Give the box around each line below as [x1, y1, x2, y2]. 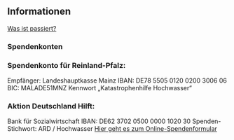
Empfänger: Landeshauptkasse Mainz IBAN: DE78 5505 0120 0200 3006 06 [7, 76, 228, 85]
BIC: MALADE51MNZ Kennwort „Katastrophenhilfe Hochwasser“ [7, 84, 193, 92]
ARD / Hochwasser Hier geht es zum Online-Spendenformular [38, 125, 217, 133]
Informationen [7, 6, 71, 17]
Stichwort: [7, 125, 37, 133]
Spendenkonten [7, 41, 63, 51]
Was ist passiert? [7, 24, 57, 32]
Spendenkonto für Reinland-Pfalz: [7, 60, 126, 70]
